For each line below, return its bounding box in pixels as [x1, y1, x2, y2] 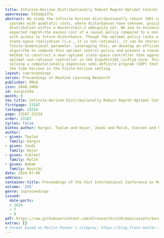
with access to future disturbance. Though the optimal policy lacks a [9, 35, 159, 40]
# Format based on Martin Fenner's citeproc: [5, 225, 99, 230]
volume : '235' [5, 184, 34, 189]
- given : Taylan [5, 134, 38, 139]
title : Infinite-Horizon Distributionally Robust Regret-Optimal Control [5, 7, 159, 12]
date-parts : [9, 198, 34, 203]
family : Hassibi [9, 166, 42, 171]
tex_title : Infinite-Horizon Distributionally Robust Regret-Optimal [5, 98, 150, 103]
